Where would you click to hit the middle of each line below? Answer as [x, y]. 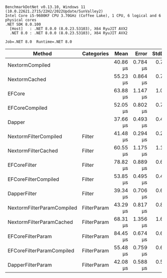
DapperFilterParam [30, 265]
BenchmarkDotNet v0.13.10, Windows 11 [45, 7]
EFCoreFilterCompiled [34, 179]
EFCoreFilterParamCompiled [41, 250]
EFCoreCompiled [28, 108]
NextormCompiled [29, 65]
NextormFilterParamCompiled [42, 208]
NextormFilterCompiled [35, 136]
